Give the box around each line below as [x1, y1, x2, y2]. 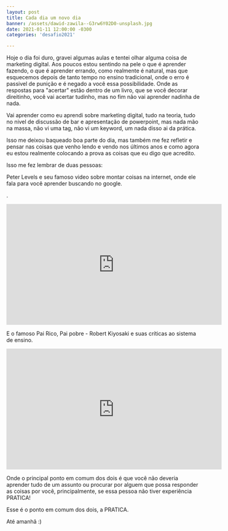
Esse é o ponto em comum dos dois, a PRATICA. [6, 506, 129, 513]
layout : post [6, 9, 40, 15]
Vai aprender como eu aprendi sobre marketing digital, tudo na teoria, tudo [6, 112, 195, 119]
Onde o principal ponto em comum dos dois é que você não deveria [6, 475, 178, 482]
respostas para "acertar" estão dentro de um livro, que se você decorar [6, 87, 188, 94]
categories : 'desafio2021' [6, 32, 76, 38]
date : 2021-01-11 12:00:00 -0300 [6, 26, 92, 33]
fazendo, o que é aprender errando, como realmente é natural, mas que [6, 67, 188, 74]
